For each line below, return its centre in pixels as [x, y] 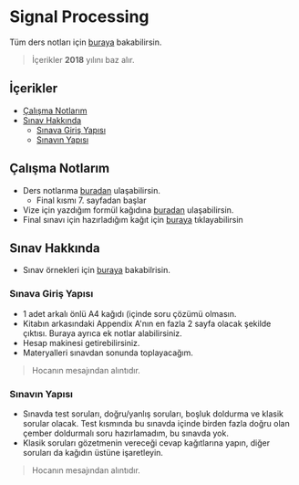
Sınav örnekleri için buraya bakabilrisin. [96, 270]
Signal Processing [79, 17]
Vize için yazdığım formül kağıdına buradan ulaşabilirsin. [128, 210]
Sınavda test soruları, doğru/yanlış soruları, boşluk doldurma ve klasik [153, 414]
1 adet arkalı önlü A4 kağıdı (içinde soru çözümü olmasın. [129, 313]
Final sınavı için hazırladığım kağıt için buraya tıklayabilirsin [133, 219]
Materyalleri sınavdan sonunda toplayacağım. [108, 353]
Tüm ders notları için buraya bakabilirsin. [86, 42]
